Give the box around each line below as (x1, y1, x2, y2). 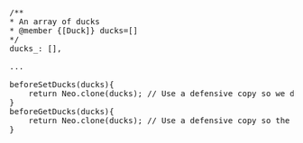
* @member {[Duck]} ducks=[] (9, 26, 138, 35)
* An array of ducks (9, 17, 101, 26)
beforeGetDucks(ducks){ (9, 107, 115, 116)
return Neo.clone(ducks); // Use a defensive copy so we (28, 89, 286, 98)
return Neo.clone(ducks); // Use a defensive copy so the (28, 116, 290, 125)
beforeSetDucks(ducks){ (9, 80, 115, 89)
